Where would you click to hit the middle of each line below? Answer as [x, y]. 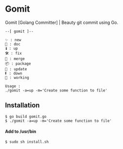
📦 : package [18, 64]
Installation [22, 105]
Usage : [13, 86]
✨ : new [13, 40]
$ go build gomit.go [26, 116]
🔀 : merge [15, 59]
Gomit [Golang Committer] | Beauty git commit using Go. [61, 22]
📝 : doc [13, 44]
